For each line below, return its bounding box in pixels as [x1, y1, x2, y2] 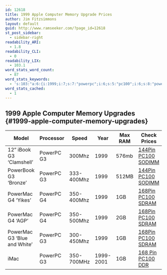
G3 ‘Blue [7, 235, 28, 242]
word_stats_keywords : [5, 77, 50, 82]
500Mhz [69, 217, 89, 224]
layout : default [5, 21, 39, 26]
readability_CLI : [5, 49, 41, 54]
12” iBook [7, 146, 31, 153]
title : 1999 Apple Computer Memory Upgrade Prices [5, 12, 112, 17]
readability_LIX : [5, 58, 41, 63]
